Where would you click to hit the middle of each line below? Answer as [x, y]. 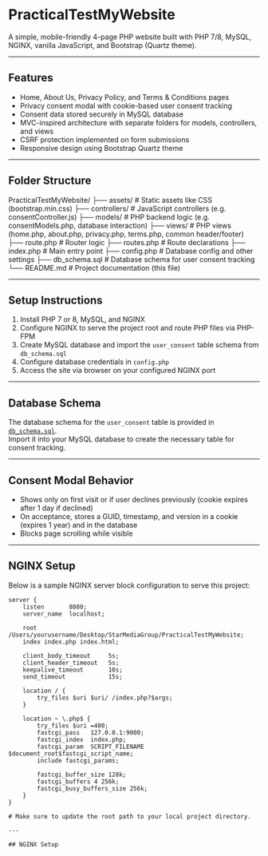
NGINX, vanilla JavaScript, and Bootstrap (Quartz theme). [102, 45]
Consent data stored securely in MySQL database [101, 114]
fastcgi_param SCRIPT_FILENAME [91, 747]
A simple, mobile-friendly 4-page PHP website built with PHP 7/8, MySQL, [130, 37]
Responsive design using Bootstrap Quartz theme [101, 148]
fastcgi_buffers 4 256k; [78, 781]
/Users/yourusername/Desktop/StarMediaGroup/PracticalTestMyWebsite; [126, 635]
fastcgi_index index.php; [82, 739]
